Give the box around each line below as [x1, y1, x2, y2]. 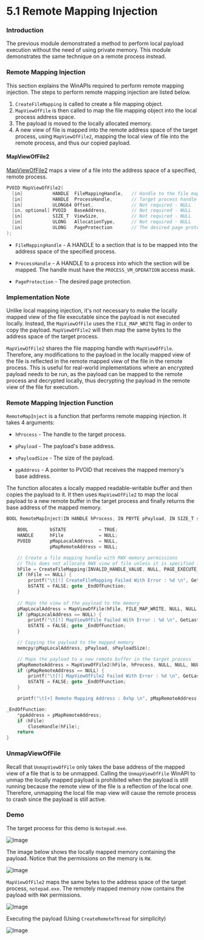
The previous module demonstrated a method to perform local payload [6, 40, 184, 47]
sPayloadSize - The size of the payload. [15, 454, 114, 461]
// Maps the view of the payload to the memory [17, 600, 140, 606]
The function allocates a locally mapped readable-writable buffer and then [6, 485, 192, 492]
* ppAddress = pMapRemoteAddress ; [17, 712, 102, 718]
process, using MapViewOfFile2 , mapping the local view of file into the [15, 132, 189, 140]
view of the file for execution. [6, 383, 80, 391]
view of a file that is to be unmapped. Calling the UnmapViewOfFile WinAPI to [6, 769, 195, 777]
